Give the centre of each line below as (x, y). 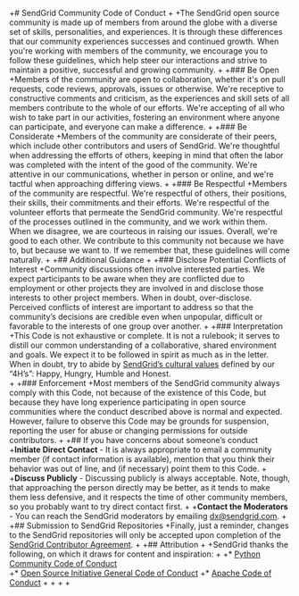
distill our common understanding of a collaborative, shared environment (143, 345)
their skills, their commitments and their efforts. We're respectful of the (139, 203)
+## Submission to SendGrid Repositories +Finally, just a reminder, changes (149, 525)
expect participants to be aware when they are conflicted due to (127, 279)
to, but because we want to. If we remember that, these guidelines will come (149, 250)
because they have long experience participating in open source (128, 402)
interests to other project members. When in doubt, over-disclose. (131, 298)
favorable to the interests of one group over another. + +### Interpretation (146, 326)
